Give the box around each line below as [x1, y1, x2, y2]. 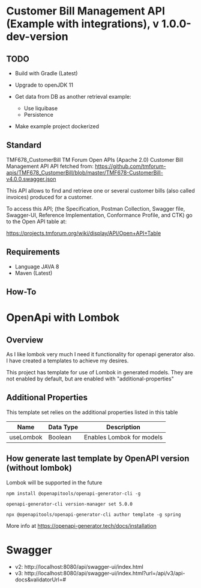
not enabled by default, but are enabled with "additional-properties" [6, 375, 174, 383]
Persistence [23, 111, 54, 118]
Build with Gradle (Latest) [14, 70, 78, 76]
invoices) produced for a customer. [6, 193, 93, 200]
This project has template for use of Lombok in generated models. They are [6, 369, 193, 376]
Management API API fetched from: [6, 162, 94, 170]
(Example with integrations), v [6, 17, 160, 31]
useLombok [9, 433, 43, 441]
